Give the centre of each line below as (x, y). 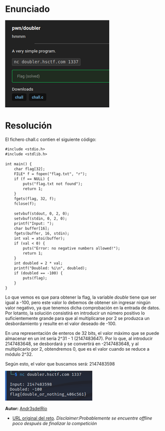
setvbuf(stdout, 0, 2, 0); (42, 214)
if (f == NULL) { (32, 179)
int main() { (19, 164)
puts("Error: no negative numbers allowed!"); (72, 248)
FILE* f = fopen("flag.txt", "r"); (51, 174)
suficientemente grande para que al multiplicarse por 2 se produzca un (77, 318)
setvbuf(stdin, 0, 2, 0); (41, 218)
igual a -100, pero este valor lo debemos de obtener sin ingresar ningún (78, 302)
